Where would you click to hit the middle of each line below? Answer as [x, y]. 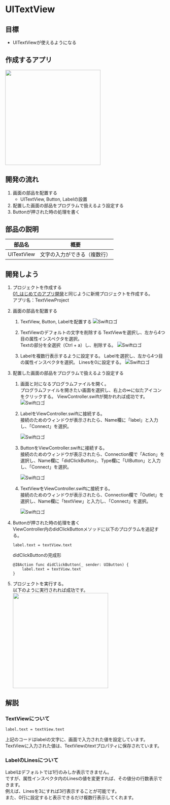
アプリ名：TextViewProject [41, 300]
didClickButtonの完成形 [37, 555]
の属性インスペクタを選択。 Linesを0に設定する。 [72, 362]
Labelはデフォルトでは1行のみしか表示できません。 [59, 772]
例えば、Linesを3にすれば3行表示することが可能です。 [62, 791]
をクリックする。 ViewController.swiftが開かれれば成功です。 [84, 396]
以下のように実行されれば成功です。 [50, 590]
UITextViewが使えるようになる [45, 42]
